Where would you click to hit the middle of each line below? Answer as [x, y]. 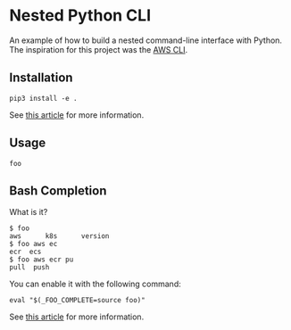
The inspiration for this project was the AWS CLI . [99, 49]
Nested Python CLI [80, 16]
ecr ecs [25, 252]
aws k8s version [59, 236]
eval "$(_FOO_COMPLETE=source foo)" [77, 301]
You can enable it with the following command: [95, 284]
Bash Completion [58, 190]
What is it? [29, 212]
